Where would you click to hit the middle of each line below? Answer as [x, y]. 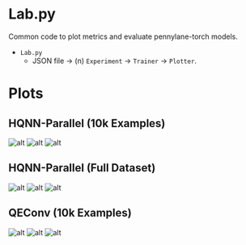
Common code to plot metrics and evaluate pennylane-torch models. [123, 36]
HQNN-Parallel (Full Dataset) [82, 168]
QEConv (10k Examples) [70, 213]
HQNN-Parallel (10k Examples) [87, 123]
